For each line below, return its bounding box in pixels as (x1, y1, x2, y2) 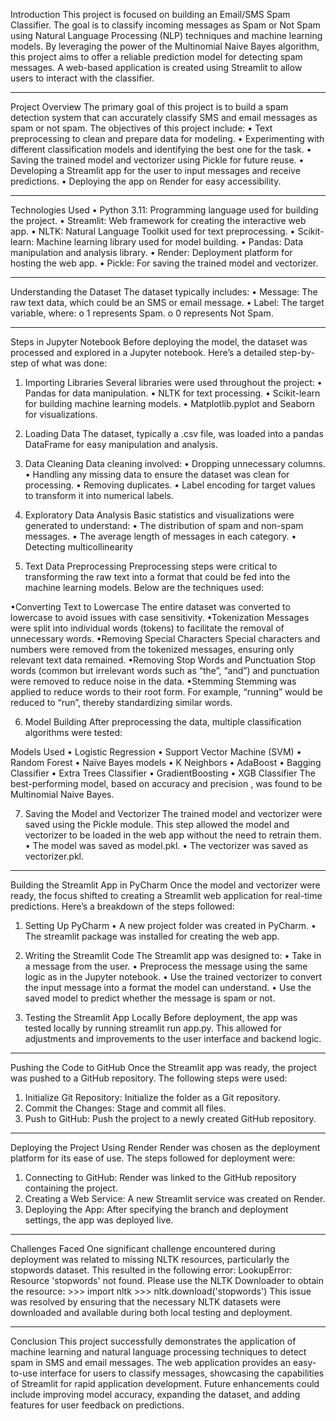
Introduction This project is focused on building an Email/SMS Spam (10, 9, 291, 20)
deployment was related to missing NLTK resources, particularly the (10, 1254, 290, 1265)
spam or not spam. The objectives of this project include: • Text (10, 122, 273, 134)
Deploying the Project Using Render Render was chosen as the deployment (10, 1142, 321, 1153)
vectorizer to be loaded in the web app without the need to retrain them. (24, 829, 322, 841)
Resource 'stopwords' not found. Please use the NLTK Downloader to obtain (10, 1275, 324, 1286)
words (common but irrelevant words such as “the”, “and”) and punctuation (10, 665, 320, 676)
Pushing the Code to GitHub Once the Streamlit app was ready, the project (10, 1062, 317, 1073)
